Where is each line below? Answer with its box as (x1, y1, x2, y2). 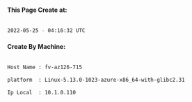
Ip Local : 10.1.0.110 (7, 89, 77, 96)
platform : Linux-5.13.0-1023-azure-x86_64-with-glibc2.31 (7, 77, 186, 84)
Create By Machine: (7, 42, 66, 50)
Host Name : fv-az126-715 (7, 64, 82, 71)
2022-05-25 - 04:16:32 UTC (7, 27, 86, 34)
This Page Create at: (7, 6, 67, 14)
